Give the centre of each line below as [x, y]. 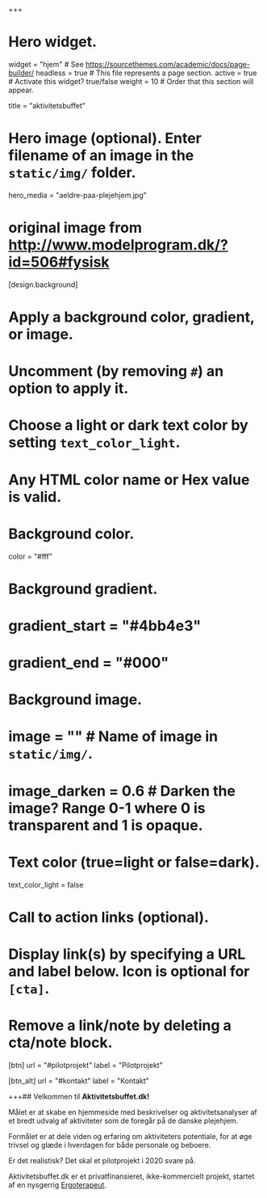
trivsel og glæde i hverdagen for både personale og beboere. [110, 1145]
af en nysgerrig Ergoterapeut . [58, 1184]
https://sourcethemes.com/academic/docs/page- [168, 64]
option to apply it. [69, 388]
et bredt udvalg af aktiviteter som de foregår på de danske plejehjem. [123, 1120]
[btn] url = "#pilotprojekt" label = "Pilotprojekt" [86, 1065]
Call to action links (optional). [109, 917]
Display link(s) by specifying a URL [127, 954]
